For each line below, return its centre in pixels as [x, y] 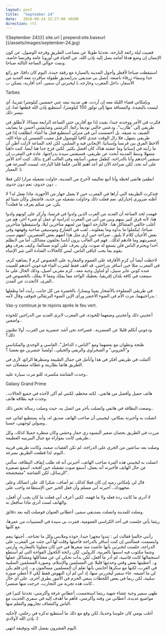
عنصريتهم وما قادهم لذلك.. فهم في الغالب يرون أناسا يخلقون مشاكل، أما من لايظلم [81, 240]
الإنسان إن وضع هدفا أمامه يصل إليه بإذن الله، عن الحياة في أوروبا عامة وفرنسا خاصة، [83, 58]
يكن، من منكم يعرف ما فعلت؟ [33, 204]
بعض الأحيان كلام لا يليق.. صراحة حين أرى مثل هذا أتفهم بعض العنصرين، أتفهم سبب [81, 235]
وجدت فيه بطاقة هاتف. [26, 398]
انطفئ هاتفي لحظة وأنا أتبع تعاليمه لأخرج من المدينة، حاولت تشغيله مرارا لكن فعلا [80, 179]
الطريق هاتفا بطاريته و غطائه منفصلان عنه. [44, 365]
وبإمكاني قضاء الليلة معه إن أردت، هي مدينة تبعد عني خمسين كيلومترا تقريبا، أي [78, 102]
